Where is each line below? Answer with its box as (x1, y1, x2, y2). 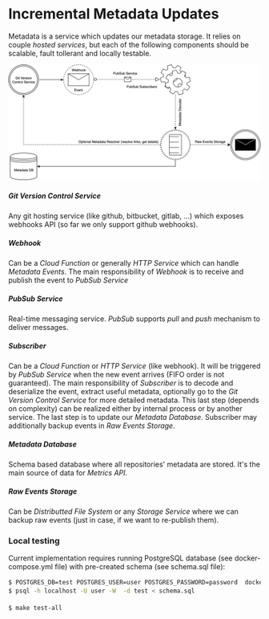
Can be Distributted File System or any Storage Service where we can (8, 507, 239, 516)
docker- (234, 553, 261, 563)
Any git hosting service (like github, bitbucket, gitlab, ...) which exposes (8, 211, 244, 221)
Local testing (8, 536, 60, 547)
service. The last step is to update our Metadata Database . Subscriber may (8, 413, 258, 422)
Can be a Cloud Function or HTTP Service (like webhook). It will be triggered (8, 361, 261, 371)
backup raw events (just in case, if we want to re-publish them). (8, 515, 219, 525)
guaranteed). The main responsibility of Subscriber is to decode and (8, 378, 234, 388)
